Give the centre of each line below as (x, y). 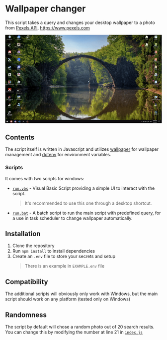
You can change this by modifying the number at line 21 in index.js (74, 332)
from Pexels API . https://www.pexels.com (48, 27)
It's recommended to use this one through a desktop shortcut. (88, 203)
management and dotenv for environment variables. (58, 155)
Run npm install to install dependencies (54, 251)
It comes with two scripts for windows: (45, 178)
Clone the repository (33, 246)
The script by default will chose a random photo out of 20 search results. (80, 327)
